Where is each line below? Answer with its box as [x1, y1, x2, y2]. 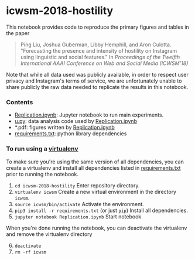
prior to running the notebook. [6, 170, 79, 177]
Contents [6, 98, 33, 106]
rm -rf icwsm [14, 249, 47, 255]
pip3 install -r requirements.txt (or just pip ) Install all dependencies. [14, 207, 189, 214]
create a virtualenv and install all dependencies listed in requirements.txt [6, 164, 181, 171]
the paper [6, 29, 30, 36]
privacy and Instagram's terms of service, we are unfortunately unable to [6, 77, 182, 84]
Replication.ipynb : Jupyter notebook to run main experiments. [14, 111, 164, 118]
